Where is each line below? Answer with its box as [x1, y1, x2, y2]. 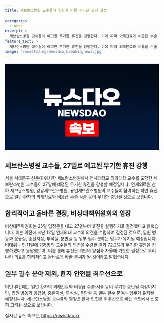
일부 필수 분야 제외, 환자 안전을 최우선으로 [5, 270, 123, 278]
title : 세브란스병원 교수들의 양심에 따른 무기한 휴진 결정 [5, 8, 107, 13]
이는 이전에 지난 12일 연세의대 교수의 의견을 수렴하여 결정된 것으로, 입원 [15, 229, 151, 235]
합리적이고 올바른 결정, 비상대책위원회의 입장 [5, 209, 131, 218]
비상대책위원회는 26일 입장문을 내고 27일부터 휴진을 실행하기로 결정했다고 [5, 223, 146, 229]
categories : [5, 18, 29, 23]
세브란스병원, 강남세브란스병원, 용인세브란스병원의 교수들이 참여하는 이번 [10, 187, 149, 193]
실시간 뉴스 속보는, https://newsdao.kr [5, 312, 80, 318]
